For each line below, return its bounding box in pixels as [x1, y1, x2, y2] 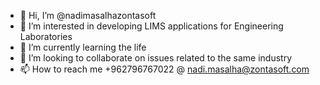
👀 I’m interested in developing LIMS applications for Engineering [19, 20, 284, 32]
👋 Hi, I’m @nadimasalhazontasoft [19, 10, 157, 21]
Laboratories [19, 31, 73, 42]
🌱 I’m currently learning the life [19, 41, 147, 53]
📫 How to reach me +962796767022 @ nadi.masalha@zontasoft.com [19, 63, 310, 75]
